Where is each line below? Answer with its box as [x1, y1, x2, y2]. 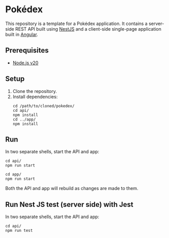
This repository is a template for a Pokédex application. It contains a [5, 20, 148, 27]
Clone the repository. [12, 88, 57, 94]
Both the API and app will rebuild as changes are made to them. [5, 185, 138, 192]
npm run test [5, 228, 33, 233]
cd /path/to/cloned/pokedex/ [12, 103, 75, 108]
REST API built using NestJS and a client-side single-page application [15, 26, 162, 32]
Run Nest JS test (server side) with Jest [5, 200, 133, 209]
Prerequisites [5, 46, 49, 55]
